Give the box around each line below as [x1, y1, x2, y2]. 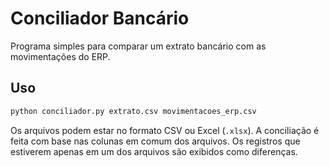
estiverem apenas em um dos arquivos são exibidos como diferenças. [10, 145, 298, 157]
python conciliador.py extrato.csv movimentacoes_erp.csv [10, 106, 257, 116]
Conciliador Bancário [10, 7, 190, 30]
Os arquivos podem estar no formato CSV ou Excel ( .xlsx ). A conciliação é [10, 124, 320, 136]
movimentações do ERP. [10, 50, 111, 62]
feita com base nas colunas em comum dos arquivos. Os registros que [10, 135, 301, 147]
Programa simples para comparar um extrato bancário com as [10, 40, 267, 52]
